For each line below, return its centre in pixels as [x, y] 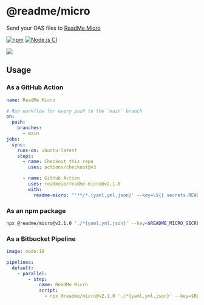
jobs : [13, 139]
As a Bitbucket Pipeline [41, 239]
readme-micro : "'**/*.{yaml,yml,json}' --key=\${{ [99, 195]
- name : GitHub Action [51, 178]
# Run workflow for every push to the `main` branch [74, 111]
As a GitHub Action [35, 87]
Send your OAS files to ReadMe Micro [54, 28]
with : [35, 189]
